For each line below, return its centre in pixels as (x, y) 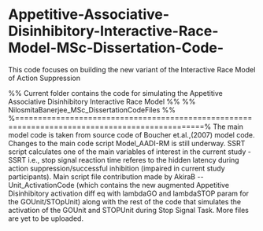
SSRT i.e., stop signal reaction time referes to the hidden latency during (124, 159)
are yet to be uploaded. (46, 218)
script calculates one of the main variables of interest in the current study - (130, 152)
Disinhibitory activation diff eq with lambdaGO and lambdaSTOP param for (129, 193)
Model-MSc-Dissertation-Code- (116, 48)
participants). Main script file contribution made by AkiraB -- (106, 176)
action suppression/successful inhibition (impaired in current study (117, 168)
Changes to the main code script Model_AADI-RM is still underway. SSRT (127, 143)
